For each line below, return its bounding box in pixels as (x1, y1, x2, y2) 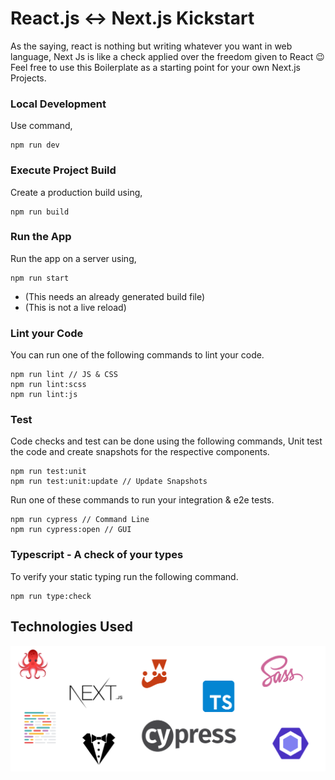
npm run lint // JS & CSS (10, 370, 118, 380)
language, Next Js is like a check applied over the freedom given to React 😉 (10, 50, 325, 62)
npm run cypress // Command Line (10, 515, 150, 525)
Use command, (10, 120, 73, 132)
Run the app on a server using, (10, 252, 137, 264)
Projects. (10, 72, 47, 84)
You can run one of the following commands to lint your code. (10, 349, 265, 361)
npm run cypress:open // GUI (10, 525, 132, 535)
